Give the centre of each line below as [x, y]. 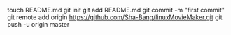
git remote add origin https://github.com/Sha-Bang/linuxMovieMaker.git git [115, 17]
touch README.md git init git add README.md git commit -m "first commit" [116, 10]
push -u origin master [38, 24]
